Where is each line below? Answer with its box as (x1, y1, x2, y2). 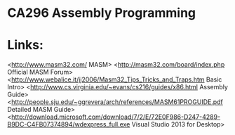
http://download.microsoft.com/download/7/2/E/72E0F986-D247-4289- (11, 112, 221, 121)
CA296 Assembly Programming (7, 5, 196, 21)
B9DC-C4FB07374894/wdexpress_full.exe (7, 120, 130, 129)
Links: (7, 37, 44, 53)
